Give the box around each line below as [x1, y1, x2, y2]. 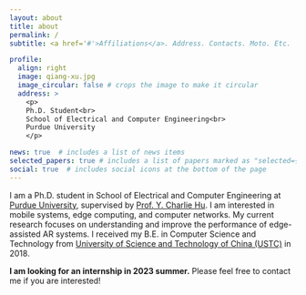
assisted [9, 229, 41, 239]
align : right [17, 64, 67, 73]
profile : [9, 56, 43, 65]
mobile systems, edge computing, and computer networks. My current [9, 209, 275, 219]
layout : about [9, 13, 64, 23]
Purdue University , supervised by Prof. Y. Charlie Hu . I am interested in [9, 199, 275, 210]
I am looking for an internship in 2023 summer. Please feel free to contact [9, 265, 291, 276]
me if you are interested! [9, 275, 102, 286]
